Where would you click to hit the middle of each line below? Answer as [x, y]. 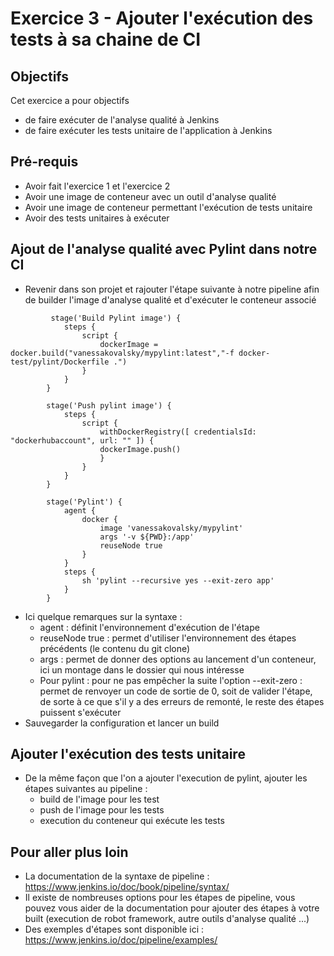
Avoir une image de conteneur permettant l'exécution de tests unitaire [168, 207]
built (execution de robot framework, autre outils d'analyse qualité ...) [167, 919]
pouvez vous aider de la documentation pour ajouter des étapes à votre [172, 908]
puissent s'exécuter [80, 712]
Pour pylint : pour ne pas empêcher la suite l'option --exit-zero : [171, 680]
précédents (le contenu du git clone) [115, 648]
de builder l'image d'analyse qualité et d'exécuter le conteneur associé [170, 299]
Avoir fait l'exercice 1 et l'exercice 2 [97, 186]
